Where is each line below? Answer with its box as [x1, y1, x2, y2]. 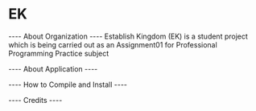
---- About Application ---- [8, 64, 98, 73]
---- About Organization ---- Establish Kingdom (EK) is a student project [8, 31, 248, 41]
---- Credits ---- [8, 95, 63, 105]
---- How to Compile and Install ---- [8, 80, 127, 89]
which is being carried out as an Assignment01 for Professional [8, 39, 217, 49]
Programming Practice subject [8, 48, 109, 58]
